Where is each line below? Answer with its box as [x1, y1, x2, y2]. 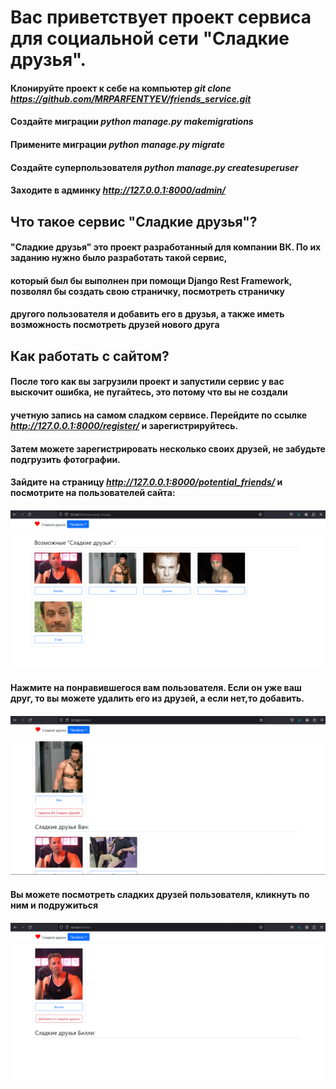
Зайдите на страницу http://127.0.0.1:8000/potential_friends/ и [10, 476, 283, 488]
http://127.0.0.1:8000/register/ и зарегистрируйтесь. [10, 419, 239, 431]
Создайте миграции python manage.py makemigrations [10, 116, 254, 128]
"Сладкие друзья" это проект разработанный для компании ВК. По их [10, 241, 322, 253]
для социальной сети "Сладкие [10, 27, 290, 50]
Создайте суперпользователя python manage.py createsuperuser [10, 161, 299, 173]
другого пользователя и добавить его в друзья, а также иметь [10, 308, 285, 320]
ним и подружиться [10, 899, 99, 911]
